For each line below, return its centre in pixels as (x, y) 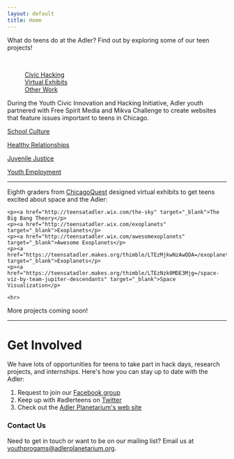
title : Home (24, 20)
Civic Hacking (45, 75)
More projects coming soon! (48, 310)
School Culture (29, 131)
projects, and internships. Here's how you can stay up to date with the (108, 372)
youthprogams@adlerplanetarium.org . (62, 448)
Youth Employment (34, 172)
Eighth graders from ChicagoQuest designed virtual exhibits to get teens (111, 192)
